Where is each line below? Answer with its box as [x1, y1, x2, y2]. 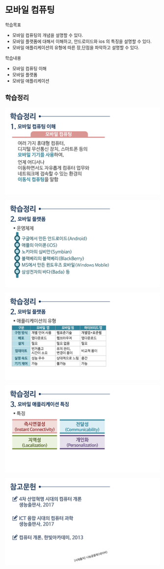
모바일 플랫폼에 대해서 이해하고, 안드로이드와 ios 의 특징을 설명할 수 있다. [12, 38, 152, 44]
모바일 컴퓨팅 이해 [12, 65, 47, 71]
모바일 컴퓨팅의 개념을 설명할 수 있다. [12, 32, 83, 38]
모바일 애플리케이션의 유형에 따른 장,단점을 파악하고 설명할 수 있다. [12, 44, 139, 50]
